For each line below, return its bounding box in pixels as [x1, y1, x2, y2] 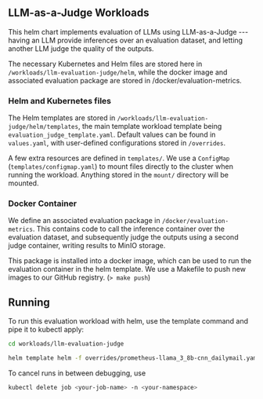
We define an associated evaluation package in [8, 216, 160, 225]
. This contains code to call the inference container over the [32, 224, 225, 234]
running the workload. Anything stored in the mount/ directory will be [8, 170, 229, 180]
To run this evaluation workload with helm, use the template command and [8, 317, 249, 326]
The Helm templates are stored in [8, 113, 116, 123]
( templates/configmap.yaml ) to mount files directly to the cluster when [8, 162, 233, 171]
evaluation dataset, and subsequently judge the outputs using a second [8, 232, 239, 242]
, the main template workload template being [77, 122, 222, 131]
